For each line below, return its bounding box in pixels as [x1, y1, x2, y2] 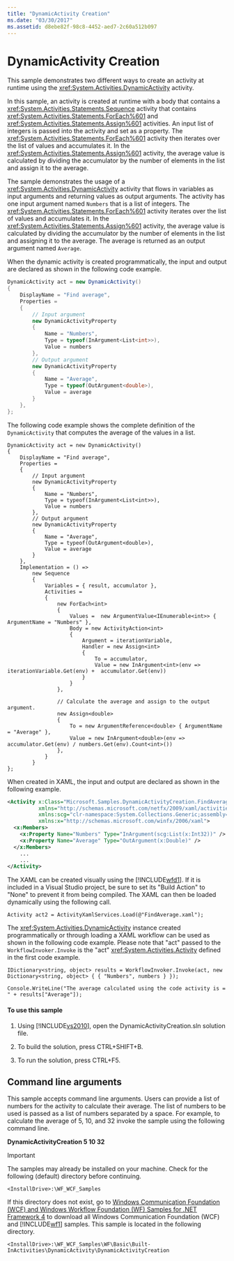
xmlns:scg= [38, 811, 70, 818]
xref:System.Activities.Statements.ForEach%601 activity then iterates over [7, 134, 221, 143]
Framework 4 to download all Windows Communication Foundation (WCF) [7, 1213, 220, 1221]
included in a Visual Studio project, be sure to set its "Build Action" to [7, 883, 205, 891]
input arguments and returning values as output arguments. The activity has [7, 192, 225, 201]
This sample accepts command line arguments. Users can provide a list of [7, 1094, 220, 1103]
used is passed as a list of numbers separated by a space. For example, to [7, 1110, 221, 1118]
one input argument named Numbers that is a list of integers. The [7, 199, 190, 208]
